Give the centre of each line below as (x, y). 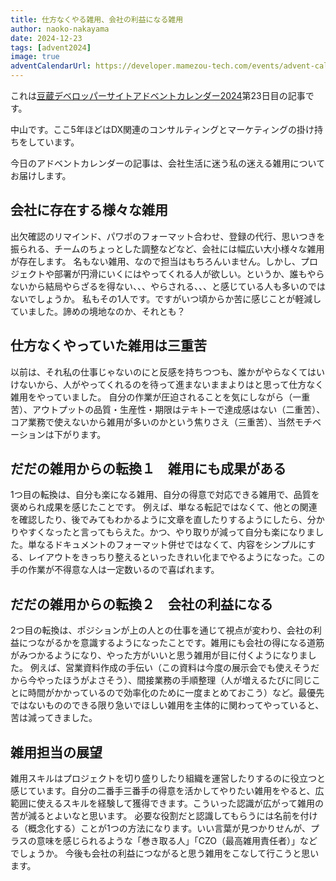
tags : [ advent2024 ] (51, 47)
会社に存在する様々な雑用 (89, 210)
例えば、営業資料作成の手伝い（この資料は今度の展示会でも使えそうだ (174, 668)
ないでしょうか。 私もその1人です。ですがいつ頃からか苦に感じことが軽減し (166, 298)
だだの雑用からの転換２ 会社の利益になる (141, 604)
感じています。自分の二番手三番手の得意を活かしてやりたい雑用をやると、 (163, 791)
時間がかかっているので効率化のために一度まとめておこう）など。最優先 (176, 693)
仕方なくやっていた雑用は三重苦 (108, 346)
